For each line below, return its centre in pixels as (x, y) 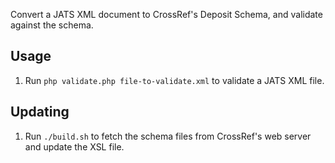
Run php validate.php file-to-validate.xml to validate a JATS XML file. (174, 80)
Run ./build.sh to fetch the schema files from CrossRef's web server (168, 136)
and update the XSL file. (74, 146)
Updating (40, 112)
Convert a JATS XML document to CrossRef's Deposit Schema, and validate (166, 14)
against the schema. (52, 25)
